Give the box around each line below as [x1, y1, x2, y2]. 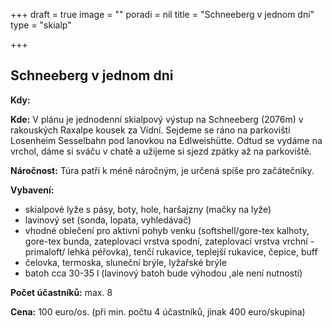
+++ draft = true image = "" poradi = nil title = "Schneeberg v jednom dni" [10, 9, 315, 20]
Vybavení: [10, 184, 55, 196]
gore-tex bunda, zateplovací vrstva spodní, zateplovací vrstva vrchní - [24, 235, 315, 247]
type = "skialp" [10, 19, 72, 31]
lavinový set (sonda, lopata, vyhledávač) [24, 214, 192, 226]
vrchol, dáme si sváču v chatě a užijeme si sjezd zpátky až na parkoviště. [10, 145, 312, 157]
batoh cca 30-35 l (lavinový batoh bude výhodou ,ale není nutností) [24, 267, 303, 279]
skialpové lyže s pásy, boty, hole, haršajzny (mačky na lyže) [24, 203, 272, 215]
